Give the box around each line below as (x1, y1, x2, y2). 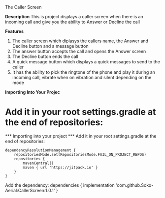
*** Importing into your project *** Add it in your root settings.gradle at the (5, 133, 157, 139)
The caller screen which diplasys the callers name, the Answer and (12, 38, 149, 44)
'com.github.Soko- (115, 182, 154, 188)
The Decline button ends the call (12, 54, 79, 59)
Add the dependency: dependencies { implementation (5, 182, 115, 188)
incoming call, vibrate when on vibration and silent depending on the (12, 75, 152, 80)
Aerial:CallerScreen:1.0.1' (5, 187, 55, 193)
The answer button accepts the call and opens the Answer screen (12, 49, 146, 54)
